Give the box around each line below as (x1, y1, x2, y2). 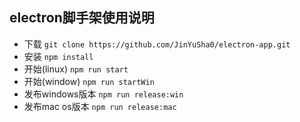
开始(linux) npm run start (23, 63, 129, 75)
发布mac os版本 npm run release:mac (23, 100, 177, 112)
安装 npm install (23, 50, 94, 62)
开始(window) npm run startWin (23, 75, 155, 87)
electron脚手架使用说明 (9, 9, 155, 27)
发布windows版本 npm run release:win (23, 88, 184, 100)
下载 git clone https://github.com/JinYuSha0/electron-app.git (23, 38, 291, 50)
